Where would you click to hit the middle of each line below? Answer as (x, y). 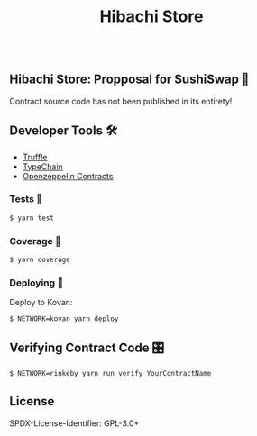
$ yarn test (32, 218)
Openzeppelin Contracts (68, 176)
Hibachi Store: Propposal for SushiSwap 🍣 (129, 80)
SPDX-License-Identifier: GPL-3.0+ (74, 423)
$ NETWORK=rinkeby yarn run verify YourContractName (110, 373)
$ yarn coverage (40, 260)
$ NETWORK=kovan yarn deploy (64, 319)
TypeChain (42, 166)
